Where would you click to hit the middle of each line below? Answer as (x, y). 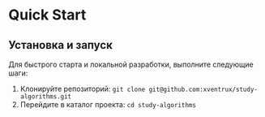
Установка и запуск (61, 45)
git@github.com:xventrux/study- (203, 89)
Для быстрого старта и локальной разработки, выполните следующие (131, 64)
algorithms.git (46, 97)
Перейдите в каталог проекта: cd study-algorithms (108, 104)
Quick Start (47, 15)
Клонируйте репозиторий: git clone (83, 89)
